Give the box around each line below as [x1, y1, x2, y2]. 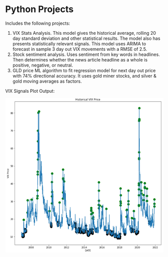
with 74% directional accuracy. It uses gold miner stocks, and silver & [12, 73, 157, 79]
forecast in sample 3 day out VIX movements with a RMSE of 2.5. [12, 46, 147, 52]
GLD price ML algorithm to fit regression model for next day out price [12, 67, 156, 74]
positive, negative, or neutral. [12, 62, 73, 68]
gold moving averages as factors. [12, 78, 82, 84]
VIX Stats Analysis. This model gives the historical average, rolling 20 [12, 30, 156, 36]
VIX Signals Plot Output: [5, 88, 55, 94]
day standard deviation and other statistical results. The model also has [12, 35, 160, 41]
